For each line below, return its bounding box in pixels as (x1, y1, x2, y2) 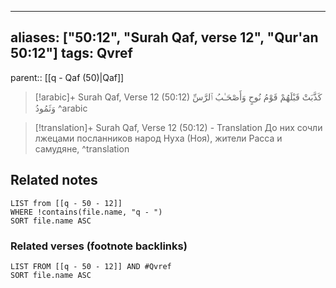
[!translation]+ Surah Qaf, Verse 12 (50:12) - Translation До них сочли (34, 121, 323, 133)
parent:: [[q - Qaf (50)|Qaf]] (10, 71, 125, 83)
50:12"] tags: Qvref (10, 45, 133, 62)
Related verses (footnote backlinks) (10, 239, 188, 253)
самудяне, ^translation (34, 142, 130, 155)
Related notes (10, 172, 98, 189)
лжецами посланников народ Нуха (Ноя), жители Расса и (34, 132, 283, 144)
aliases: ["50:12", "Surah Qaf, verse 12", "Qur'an (10, 29, 319, 46)
